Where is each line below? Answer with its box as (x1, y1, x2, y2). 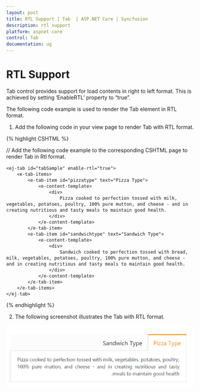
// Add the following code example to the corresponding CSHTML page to (6, 147, 188, 154)
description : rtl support (6, 22, 70, 28)
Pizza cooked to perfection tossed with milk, (59, 195, 178, 201)
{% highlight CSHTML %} (6, 135, 69, 142)
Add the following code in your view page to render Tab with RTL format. (14, 123, 194, 130)
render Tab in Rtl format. (6, 153, 66, 160)
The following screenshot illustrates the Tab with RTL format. (14, 313, 165, 320)
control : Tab (6, 35, 39, 41)
